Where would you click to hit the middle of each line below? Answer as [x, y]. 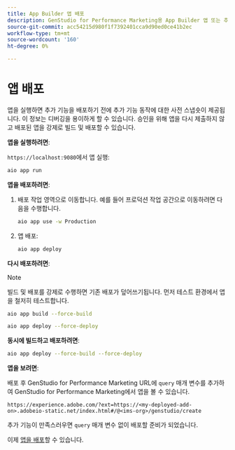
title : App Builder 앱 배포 [46, 14]
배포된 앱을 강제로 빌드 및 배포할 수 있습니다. [75, 127]
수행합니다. [45, 208]
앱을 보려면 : [23, 368]
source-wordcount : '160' [43, 40]
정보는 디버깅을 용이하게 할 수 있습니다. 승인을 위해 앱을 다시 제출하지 [123, 118]
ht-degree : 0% [28, 46]
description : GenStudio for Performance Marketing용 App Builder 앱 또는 [114, 20]
